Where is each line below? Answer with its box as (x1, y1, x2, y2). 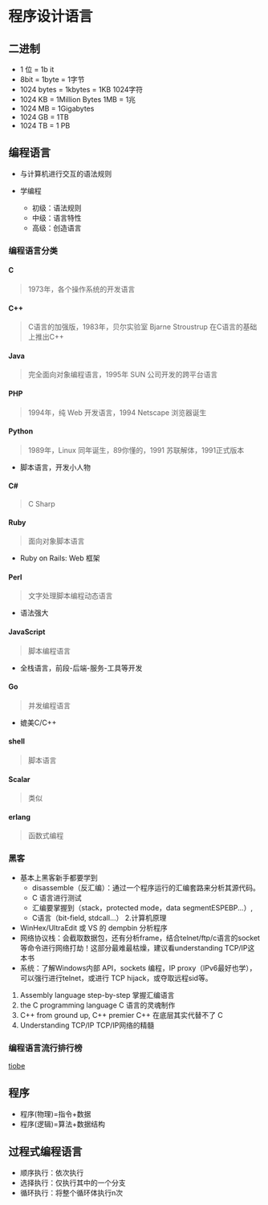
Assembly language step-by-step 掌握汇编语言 (19, 990, 175, 999)
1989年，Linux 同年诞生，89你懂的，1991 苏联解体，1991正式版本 (27, 445, 245, 454)
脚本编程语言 (27, 645, 71, 655)
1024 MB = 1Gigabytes (19, 104, 95, 113)
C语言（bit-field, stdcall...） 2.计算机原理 (31, 913, 167, 922)
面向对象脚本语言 (27, 536, 85, 546)
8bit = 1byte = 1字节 (19, 75, 85, 84)
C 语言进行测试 (31, 893, 82, 902)
